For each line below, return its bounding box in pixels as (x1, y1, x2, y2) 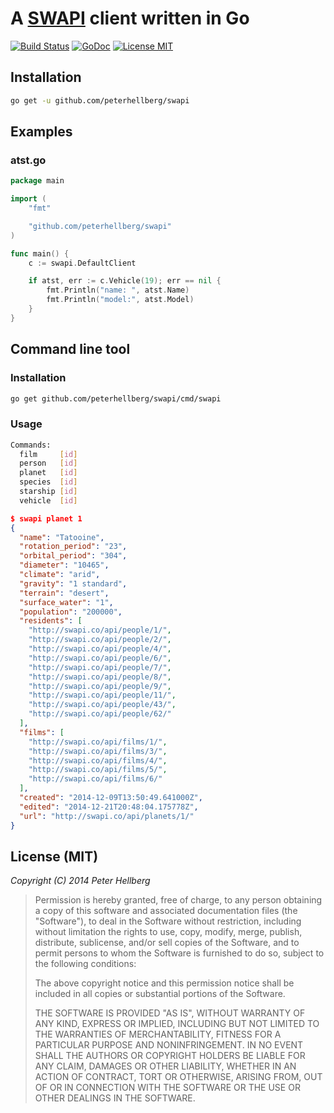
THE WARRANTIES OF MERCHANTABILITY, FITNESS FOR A (34, 1028, 282, 1041)
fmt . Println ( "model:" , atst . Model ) (46, 295, 195, 305)
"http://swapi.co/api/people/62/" (28, 709, 172, 719)
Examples (10, 123, 73, 141)
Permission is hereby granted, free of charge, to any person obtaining (34, 894, 323, 906)
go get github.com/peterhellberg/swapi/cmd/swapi (10, 393, 222, 404)
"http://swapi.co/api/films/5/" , (28, 765, 168, 775)
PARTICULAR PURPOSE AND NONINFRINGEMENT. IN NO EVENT (34, 1039, 304, 1051)
